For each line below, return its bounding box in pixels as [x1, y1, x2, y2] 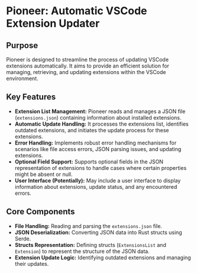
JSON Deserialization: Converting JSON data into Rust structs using [14, 229, 182, 236]
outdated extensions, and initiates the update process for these [14, 126, 169, 134]
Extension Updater [6, 17, 100, 30]
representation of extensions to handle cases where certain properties [14, 164, 187, 171]
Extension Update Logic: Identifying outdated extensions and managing [14, 253, 191, 261]
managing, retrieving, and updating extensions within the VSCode [6, 69, 166, 75]
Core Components [6, 207, 75, 217]
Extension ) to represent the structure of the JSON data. [14, 248, 150, 255]
